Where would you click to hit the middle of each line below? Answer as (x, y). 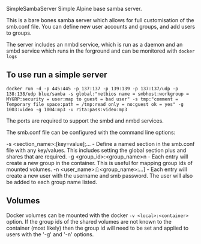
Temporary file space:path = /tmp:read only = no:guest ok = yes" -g (95, 104)
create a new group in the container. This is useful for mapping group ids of (100, 163)
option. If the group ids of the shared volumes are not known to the (89, 221)
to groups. (19, 33)
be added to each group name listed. (52, 182)
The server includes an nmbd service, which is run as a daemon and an (94, 45)
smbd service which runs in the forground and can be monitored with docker (100, 51)
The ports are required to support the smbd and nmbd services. (85, 121)
